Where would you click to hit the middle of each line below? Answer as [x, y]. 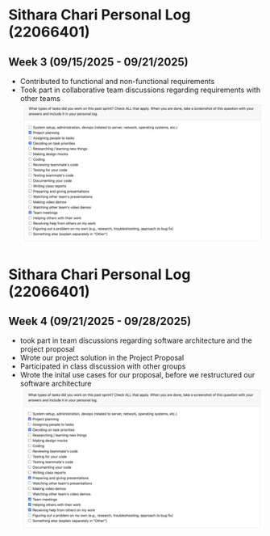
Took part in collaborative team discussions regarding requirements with [140, 90]
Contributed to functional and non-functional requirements [117, 81]
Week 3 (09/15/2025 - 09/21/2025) [99, 62]
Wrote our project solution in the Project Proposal [102, 358]
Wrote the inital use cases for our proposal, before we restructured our [137, 375]
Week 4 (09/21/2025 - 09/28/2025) [100, 321]
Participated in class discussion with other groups [103, 366]
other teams [40, 98]
